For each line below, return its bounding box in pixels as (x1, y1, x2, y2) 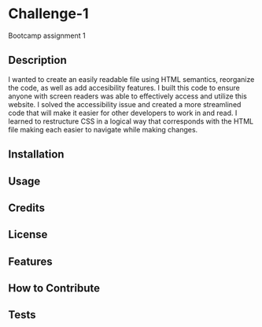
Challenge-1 (8, 5, 89, 23)
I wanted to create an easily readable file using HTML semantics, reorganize (8, 74, 255, 84)
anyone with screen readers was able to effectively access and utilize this (8, 91, 248, 101)
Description (8, 54, 67, 67)
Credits (8, 201, 46, 214)
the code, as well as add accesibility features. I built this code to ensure (8, 83, 240, 92)
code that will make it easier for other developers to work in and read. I (8, 108, 238, 117)
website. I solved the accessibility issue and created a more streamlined (8, 99, 242, 109)
